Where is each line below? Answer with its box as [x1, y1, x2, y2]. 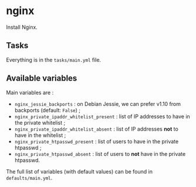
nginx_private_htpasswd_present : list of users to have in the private [14, 138, 179, 145]
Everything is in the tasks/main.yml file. [6, 56, 102, 63]
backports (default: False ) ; [14, 106, 81, 113]
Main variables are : [6, 89, 54, 96]
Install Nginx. [6, 24, 38, 31]
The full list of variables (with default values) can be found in [6, 168, 153, 175]
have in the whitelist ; [14, 131, 66, 139]
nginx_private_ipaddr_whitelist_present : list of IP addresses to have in [14, 113, 191, 120]
